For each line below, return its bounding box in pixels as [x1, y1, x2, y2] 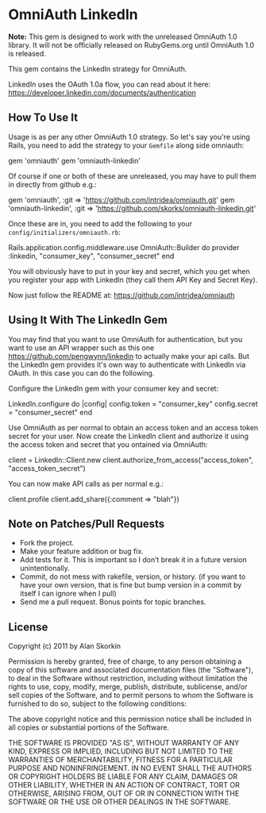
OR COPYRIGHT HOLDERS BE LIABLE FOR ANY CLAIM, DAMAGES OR [8, 772, 238, 781]
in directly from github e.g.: [8, 179, 97, 189]
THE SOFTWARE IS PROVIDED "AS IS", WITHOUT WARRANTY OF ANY [8, 738, 240, 748]
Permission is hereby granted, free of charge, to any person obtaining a [8, 657, 242, 666]
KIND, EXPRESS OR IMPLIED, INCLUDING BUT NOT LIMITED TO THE [8, 746, 233, 756]
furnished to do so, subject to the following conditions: [8, 699, 187, 708]
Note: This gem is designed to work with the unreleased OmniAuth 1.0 [8, 32, 237, 41]
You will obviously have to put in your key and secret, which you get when [8, 266, 250, 275]
